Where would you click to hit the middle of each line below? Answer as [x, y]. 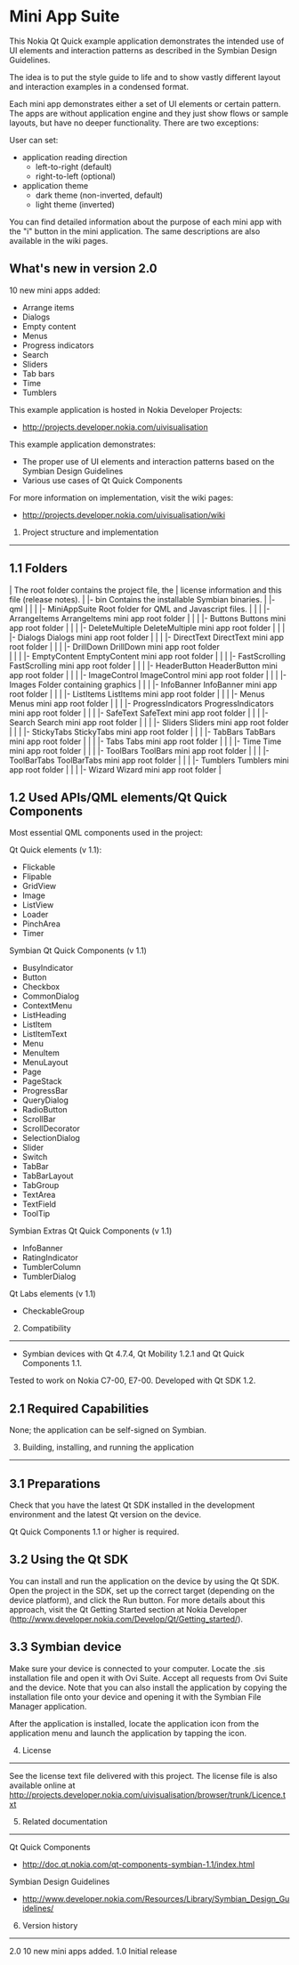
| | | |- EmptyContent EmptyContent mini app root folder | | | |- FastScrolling [148, 656]
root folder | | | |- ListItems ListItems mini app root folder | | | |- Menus [137, 694]
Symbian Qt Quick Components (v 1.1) [78, 950]
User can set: [34, 140]
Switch [35, 1157]
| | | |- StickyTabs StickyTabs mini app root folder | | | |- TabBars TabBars [142, 732]
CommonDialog [51, 996]
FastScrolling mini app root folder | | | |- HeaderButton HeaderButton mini [144, 666]
